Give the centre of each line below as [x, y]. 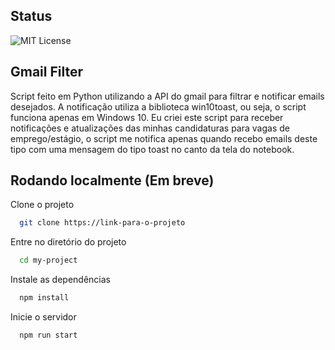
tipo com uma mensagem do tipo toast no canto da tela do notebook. [152, 149]
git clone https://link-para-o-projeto [102, 223]
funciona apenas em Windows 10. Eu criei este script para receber [147, 117]
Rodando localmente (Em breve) [112, 180]
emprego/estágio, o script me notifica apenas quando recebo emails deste [164, 138]
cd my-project [48, 260]
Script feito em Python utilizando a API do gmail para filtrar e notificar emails [167, 96]
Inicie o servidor [43, 317]
